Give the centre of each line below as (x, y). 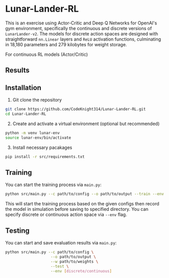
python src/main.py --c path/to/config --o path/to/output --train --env (85, 194)
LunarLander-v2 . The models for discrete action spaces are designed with (82, 34)
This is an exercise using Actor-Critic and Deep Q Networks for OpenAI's (81, 23)
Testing (17, 230)
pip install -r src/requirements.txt (45, 157)
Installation (23, 88)
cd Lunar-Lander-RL (26, 114)
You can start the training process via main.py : (53, 185)
